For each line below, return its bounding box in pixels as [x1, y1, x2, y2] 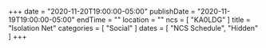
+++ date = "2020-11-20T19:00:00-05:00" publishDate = [8, 7, 196, 16]
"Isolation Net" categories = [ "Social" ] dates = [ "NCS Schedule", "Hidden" [8, 24, 259, 32]
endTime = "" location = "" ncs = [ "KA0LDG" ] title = [76, 15, 251, 24]
